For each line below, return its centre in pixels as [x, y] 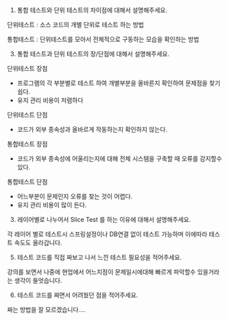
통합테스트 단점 [27, 182]
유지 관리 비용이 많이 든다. [52, 205]
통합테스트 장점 [27, 144]
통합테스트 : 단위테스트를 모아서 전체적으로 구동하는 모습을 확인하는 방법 [103, 39]
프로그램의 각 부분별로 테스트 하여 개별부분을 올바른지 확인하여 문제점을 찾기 [119, 83]
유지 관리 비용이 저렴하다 [50, 100]
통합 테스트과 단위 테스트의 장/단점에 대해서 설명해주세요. [93, 54]
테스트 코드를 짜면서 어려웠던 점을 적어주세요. [77, 295]
